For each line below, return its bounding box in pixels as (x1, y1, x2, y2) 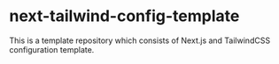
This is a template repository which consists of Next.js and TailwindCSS (9, 35, 271, 46)
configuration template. (9, 44, 95, 54)
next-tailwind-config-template (9, 6, 240, 26)
